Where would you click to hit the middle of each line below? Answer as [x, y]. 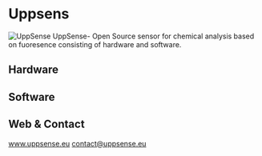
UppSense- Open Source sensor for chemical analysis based [153, 36]
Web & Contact [47, 124]
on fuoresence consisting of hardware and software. [95, 44]
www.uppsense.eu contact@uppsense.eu [77, 143]
